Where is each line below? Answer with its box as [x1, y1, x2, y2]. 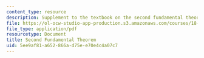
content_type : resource [6, 8, 67, 15]
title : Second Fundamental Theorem [6, 37, 97, 43]
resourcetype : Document [6, 31, 67, 37]
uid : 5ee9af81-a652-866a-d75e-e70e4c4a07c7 [6, 43, 118, 49]
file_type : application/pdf [6, 25, 78, 32]
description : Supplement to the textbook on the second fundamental [6, 14, 183, 21]
